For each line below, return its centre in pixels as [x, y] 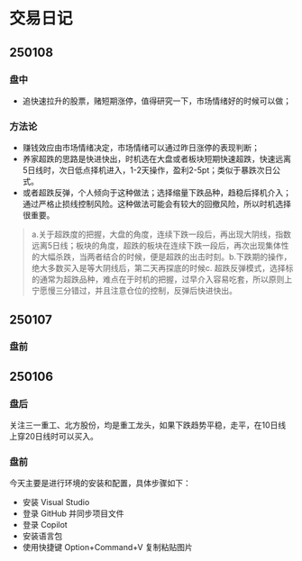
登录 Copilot [45, 525]
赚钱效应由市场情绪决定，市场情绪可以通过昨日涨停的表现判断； [141, 148]
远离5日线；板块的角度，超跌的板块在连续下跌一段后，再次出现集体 [156, 246]
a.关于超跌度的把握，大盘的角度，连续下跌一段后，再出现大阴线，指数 [161, 234]
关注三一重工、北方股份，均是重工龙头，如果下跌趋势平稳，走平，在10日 [144, 425]
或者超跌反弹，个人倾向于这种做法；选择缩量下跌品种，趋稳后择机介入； [156, 193]
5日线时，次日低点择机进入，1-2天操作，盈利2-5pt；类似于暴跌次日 [147, 170]
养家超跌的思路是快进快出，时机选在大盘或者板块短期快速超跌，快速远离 [156, 159]
